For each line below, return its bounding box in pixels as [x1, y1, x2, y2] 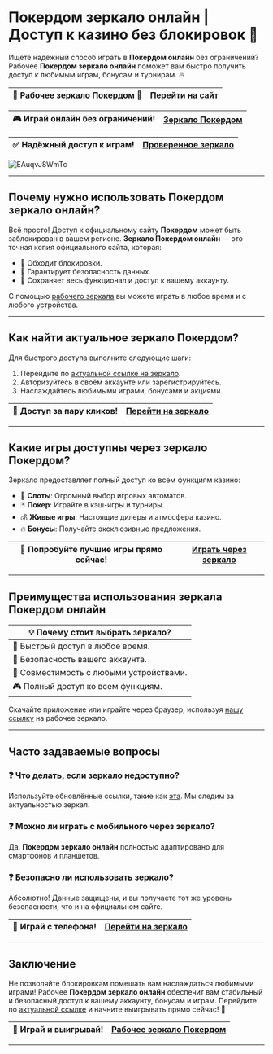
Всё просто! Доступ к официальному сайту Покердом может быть [8, 225, 242, 235]
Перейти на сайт [149, 90, 219, 101]
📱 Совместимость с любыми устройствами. [12, 667, 188, 679]
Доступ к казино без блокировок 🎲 [8, 25, 258, 44]
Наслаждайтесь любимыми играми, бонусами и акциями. [19, 385, 223, 395]
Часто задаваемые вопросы [8, 744, 161, 758]
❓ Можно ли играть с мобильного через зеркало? [8, 820, 215, 832]
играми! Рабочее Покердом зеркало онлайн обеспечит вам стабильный [8, 987, 263, 997]
